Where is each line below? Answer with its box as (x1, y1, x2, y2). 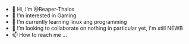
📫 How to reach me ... (11, 32, 67, 38)
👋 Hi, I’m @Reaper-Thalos (11, 6, 75, 12)
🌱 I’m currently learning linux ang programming (11, 18, 127, 25)
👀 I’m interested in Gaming (11, 12, 77, 19)
